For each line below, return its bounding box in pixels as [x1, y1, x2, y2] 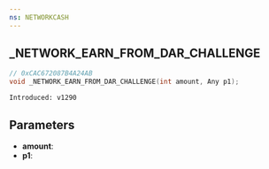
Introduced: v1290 [9, 94, 77, 103]
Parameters [9, 117, 75, 133]
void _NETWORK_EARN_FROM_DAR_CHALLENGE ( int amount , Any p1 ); [9, 77, 240, 87]
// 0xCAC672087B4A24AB [9, 69, 93, 78]
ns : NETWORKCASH [9, 12, 69, 22]
